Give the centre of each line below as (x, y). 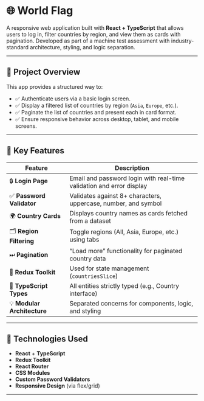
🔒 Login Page (29, 181)
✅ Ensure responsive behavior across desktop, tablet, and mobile (97, 119)
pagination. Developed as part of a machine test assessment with (88, 41)
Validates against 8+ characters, (116, 195)
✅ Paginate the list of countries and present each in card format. (96, 112)
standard (18, 47)
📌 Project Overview (43, 72)
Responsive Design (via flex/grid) (57, 386)
